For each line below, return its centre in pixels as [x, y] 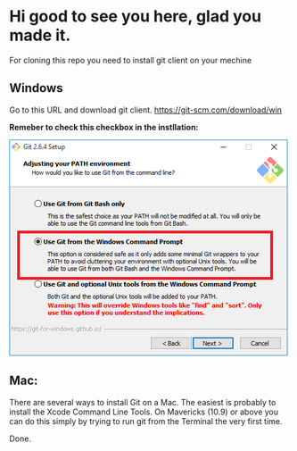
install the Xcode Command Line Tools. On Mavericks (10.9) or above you [144, 412]
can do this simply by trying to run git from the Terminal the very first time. [146, 421]
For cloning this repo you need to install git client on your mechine [131, 60]
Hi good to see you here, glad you [135, 17]
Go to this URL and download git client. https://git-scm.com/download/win [146, 110]
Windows [36, 88]
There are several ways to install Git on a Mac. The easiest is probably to [143, 402]
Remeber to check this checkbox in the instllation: [104, 127]
